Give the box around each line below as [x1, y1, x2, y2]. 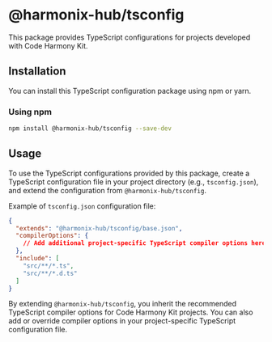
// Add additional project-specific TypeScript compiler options [23, 239, 249, 247]
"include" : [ [15, 255, 60, 263]
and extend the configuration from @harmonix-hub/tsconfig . [8, 185, 206, 195]
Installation [8, 65, 66, 78]
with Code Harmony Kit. [8, 40, 88, 50]
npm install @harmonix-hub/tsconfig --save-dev [8, 125, 172, 133]
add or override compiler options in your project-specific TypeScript [8, 316, 236, 326]
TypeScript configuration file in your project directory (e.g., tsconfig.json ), [8, 176, 259, 187]
